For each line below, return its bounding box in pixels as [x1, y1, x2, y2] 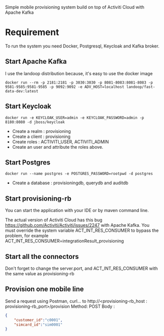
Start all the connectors [5, 252, 79, 261]
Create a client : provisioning [12, 133, 70, 139]
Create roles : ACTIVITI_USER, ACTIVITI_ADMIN [12, 138, 109, 145]
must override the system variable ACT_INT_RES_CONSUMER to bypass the [5, 227, 159, 234]
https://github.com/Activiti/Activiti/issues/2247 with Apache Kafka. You [5, 222, 150, 228]
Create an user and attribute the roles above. [12, 144, 103, 150]
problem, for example [5, 233, 49, 239]
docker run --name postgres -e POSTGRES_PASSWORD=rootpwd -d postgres [5, 171, 153, 176]
